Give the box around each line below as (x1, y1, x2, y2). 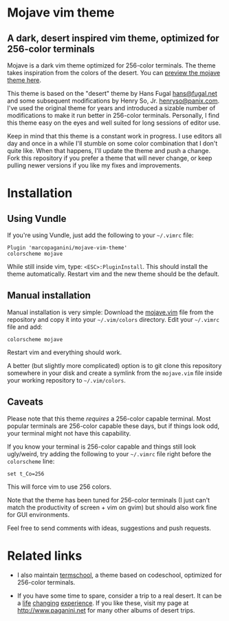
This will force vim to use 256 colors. (7, 482, 112, 491)
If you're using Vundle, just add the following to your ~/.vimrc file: (7, 231, 194, 239)
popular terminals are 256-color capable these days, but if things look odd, (7, 422, 220, 430)
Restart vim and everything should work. (7, 348, 122, 356)
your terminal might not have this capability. (7, 429, 131, 437)
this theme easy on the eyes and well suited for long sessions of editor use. (7, 119, 221, 127)
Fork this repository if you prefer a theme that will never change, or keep (7, 154, 212, 162)
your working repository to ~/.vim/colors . (7, 376, 126, 384)
